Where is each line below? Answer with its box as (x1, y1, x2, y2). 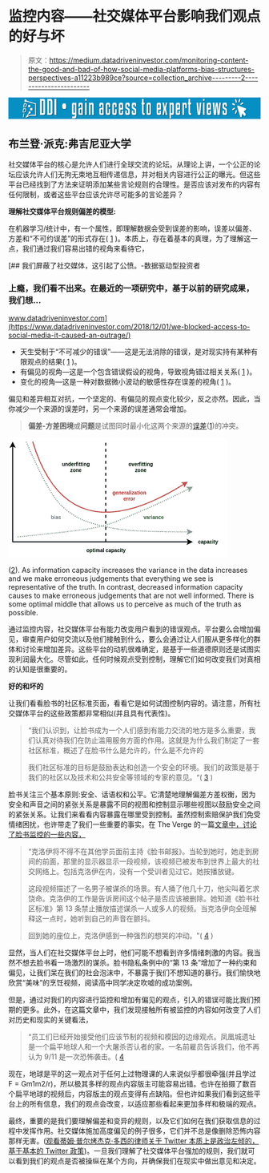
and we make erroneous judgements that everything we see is (8, 574, 214, 583)
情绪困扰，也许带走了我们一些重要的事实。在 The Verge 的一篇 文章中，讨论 (8, 820, 258, 829)
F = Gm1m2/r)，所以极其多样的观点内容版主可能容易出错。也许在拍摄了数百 (8, 1079, 257, 1089)
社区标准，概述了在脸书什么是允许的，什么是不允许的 (27, 746, 204, 756)
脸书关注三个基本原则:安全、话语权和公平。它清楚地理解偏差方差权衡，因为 (8, 790, 256, 800)
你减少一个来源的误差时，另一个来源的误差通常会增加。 (8, 404, 191, 413)
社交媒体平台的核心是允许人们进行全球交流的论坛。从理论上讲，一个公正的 (8, 159, 254, 169)
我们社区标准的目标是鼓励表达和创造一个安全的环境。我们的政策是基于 (27, 763, 260, 772)
